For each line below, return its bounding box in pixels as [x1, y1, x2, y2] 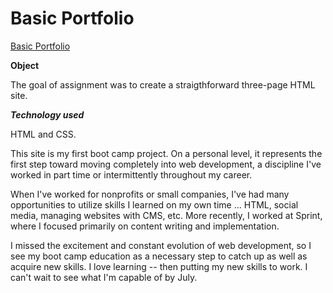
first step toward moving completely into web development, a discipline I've [10, 158, 322, 170]
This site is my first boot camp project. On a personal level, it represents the [10, 147, 323, 159]
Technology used [10, 108, 85, 121]
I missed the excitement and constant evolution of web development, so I [10, 239, 312, 251]
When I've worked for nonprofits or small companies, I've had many [10, 188, 290, 200]
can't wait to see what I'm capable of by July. [10, 271, 198, 283]
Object [10, 59, 40, 71]
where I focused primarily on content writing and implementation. [10, 220, 280, 232]
